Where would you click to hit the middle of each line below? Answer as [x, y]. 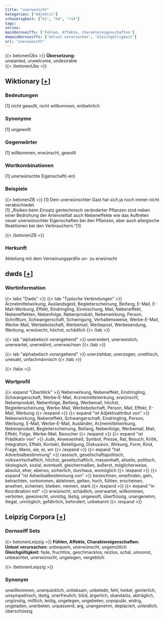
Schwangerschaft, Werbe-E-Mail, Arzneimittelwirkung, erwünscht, [72, 397]
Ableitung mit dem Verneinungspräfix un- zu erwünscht [61, 258]
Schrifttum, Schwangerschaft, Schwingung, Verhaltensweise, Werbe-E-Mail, [82, 319]
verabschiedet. [20, 205]
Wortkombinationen [29, 165]
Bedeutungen [22, 95]
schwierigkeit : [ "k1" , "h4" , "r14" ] [42, 19]
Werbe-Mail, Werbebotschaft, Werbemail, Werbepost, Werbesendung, [76, 325]
